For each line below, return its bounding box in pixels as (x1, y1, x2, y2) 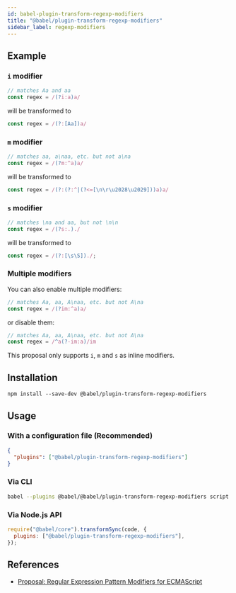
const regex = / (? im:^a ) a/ (7, 305, 87, 312)
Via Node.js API (7, 509, 62, 519)
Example (7, 50, 47, 62)
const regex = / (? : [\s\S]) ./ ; (7, 252, 97, 259)
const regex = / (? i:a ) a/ (7, 94, 81, 101)
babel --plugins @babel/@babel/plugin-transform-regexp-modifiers (7, 493, 207, 500)
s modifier (7, 203, 43, 213)
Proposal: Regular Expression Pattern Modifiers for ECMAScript (17, 577, 203, 586)
